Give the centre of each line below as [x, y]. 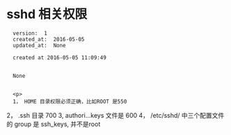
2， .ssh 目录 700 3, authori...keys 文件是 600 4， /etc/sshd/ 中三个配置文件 [115, 115]
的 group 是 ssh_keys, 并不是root [54, 124]
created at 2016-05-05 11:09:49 [60, 57]
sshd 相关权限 [47, 14]
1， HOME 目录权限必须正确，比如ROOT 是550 [70, 102]
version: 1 [30, 33]
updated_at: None [40, 45]
